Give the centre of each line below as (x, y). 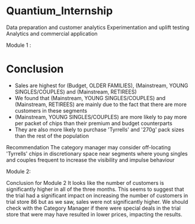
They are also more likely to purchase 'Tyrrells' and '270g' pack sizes (100, 129)
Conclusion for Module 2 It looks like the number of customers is (85, 183)
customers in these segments (51, 110)
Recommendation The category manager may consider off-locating (88, 147)
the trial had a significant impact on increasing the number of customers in (97, 195)
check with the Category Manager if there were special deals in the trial (93, 208)
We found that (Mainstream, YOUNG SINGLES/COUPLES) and (90, 98)
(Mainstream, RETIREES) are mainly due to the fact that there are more (100, 104)
